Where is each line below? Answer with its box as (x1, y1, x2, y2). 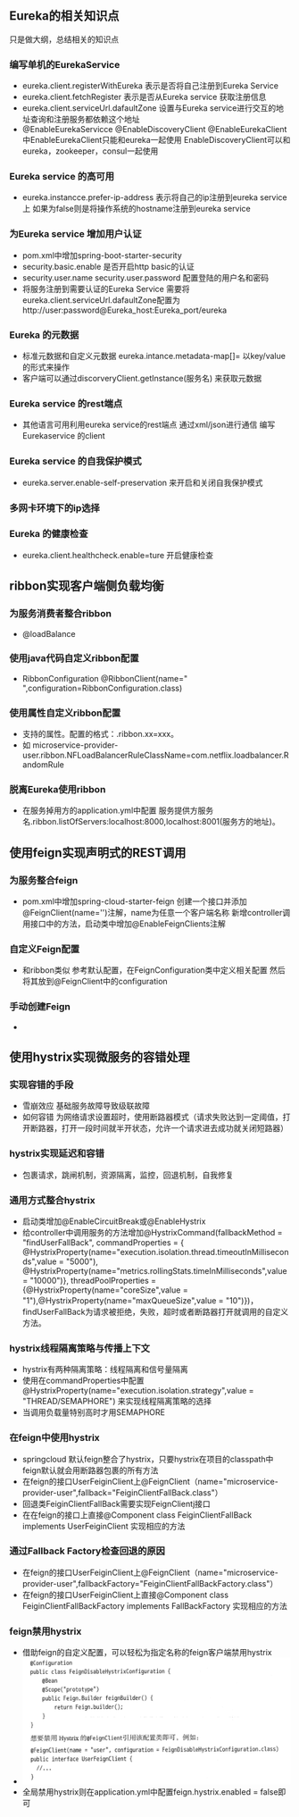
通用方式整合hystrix (9, 1193, 96, 1206)
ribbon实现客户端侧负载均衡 (9, 579, 164, 594)
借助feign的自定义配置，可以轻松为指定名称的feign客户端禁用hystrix (21, 1647, 272, 1658)
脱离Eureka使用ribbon (9, 783, 106, 796)
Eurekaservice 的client (21, 431, 105, 441)
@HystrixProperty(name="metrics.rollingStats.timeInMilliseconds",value (21, 1265, 287, 1276)
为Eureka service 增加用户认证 (9, 228, 142, 240)
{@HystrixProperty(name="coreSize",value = (21, 1285, 189, 1295)
